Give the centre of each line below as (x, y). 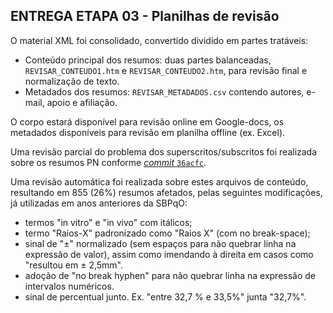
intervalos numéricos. (69, 286)
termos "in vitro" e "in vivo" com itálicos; (108, 222)
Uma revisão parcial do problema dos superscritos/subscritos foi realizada (164, 151)
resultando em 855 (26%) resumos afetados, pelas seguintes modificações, (166, 192)
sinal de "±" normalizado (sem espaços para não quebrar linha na (160, 243)
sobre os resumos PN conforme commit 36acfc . (108, 162)
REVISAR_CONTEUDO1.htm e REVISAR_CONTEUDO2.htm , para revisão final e (166, 70)
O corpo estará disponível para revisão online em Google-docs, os (147, 121)
